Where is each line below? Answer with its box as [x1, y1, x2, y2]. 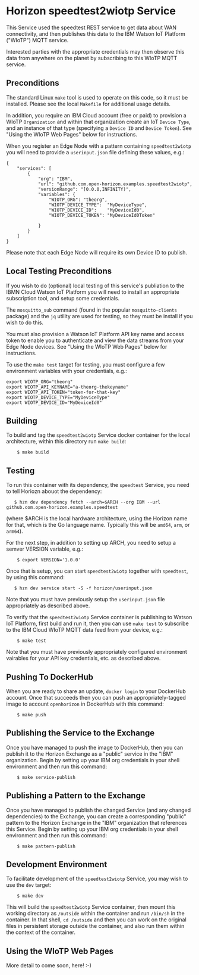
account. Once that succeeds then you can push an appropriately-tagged [6, 694, 186, 701]
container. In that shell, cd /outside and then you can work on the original [6, 916, 187, 923]
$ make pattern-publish [17, 843, 76, 849]
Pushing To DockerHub [6, 672, 94, 682]
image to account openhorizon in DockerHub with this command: [6, 700, 165, 707]
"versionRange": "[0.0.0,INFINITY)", [37, 186, 132, 192]
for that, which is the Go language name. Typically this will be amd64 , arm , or [6, 521, 190, 529]
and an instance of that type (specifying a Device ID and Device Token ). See [6, 124, 192, 132]
